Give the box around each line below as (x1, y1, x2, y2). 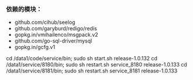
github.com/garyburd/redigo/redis (14, 25, 98, 32)
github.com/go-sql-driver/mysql (14, 37, 92, 44)
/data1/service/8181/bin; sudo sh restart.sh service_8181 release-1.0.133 (6, 67, 178, 74)
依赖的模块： (6, 5, 43, 13)
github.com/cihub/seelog (14, 19, 75, 26)
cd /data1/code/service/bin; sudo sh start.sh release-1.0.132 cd (6, 55, 158, 62)
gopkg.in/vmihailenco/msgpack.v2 (14, 31, 98, 39)
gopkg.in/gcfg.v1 (14, 44, 56, 51)
